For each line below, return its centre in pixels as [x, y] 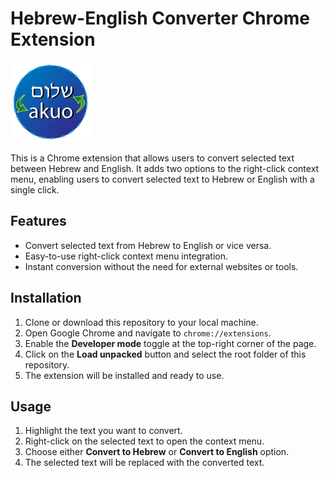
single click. [35, 189]
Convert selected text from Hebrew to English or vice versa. [148, 245]
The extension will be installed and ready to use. [124, 375]
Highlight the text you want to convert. [103, 431]
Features [38, 221]
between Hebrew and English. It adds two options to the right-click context [165, 168]
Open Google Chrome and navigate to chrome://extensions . [148, 333]
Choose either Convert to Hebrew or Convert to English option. [157, 452]
